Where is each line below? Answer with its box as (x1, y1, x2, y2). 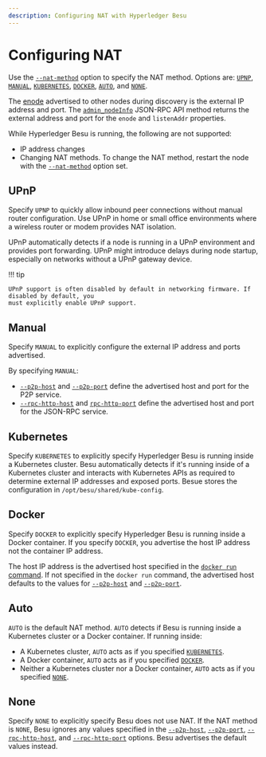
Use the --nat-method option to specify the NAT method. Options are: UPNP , (8, 73, 253, 82)
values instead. (8, 742, 58, 751)
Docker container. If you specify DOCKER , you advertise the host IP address (8, 537, 251, 547)
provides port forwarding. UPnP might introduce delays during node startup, (8, 246, 259, 256)
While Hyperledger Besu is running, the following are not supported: (8, 128, 233, 138)
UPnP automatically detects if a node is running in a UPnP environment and (8, 237, 256, 247)
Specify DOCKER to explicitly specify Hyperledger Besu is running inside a (8, 529, 245, 539)
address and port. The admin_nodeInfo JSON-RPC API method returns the (8, 104, 249, 114)
